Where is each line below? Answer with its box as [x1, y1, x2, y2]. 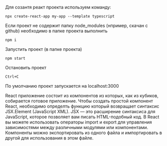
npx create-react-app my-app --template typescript [5, 14, 115, 19]
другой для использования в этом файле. [5, 135, 94, 141]
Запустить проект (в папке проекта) [5, 46, 82, 52]
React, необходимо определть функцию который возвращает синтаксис [5, 103, 160, 109]
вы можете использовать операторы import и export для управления [5, 119, 152, 125]
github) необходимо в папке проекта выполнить [5, 28, 108, 34]
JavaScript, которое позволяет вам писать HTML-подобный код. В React [5, 114, 160, 120]
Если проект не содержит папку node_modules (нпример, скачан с [5, 22, 148, 28]
